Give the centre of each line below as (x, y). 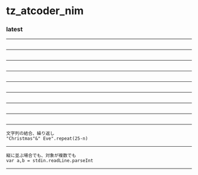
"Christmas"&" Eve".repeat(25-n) (47, 139)
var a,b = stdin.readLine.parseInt (50, 161)
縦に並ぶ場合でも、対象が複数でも (41, 156)
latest (14, 29)
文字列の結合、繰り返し (30, 134)
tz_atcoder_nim (45, 11)
